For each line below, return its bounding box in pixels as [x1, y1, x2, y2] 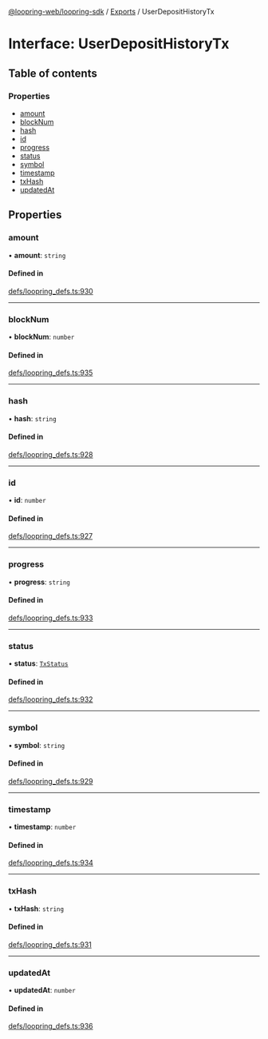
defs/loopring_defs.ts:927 [8, 531, 93, 541]
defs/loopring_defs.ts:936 [8, 1021, 93, 1031]
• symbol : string [8, 740, 65, 750]
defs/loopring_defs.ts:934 [8, 858, 94, 868]
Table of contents [8, 66, 97, 80]
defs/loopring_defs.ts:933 [8, 613, 93, 623]
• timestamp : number [8, 822, 77, 832]
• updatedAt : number [8, 985, 76, 995]
